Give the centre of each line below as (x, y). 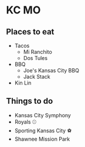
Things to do (30, 101)
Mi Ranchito (38, 52)
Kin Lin (23, 83)
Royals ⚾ (25, 122)
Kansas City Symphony (43, 115)
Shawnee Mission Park (42, 139)
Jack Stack (37, 77)
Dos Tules (35, 58)
